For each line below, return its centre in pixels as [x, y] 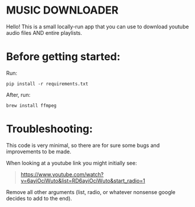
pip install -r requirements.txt [47, 84]
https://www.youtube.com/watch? [62, 174]
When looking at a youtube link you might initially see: [71, 163]
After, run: [18, 94]
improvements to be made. [39, 152]
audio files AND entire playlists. [44, 32]
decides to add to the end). [39, 198]
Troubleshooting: [50, 129]
